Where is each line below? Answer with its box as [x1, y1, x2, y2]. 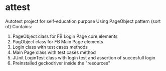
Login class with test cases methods [12, 44, 88, 50]
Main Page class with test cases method [12, 49, 96, 55]
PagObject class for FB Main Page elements [12, 38, 104, 44]
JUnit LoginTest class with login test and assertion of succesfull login [12, 54, 155, 60]
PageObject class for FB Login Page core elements [12, 33, 118, 39]
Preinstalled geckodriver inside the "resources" [12, 60, 110, 66]
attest [5, 2, 30, 13]
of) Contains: [5, 23, 33, 29]
